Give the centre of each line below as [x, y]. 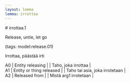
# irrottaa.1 [16, 28]
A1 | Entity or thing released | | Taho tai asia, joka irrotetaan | [65, 70]
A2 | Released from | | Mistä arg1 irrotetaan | [49, 75]
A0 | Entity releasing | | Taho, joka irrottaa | [48, 65]
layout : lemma [19, 9]
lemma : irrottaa [21, 14]
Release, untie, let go [26, 37]
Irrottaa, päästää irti [25, 55]
